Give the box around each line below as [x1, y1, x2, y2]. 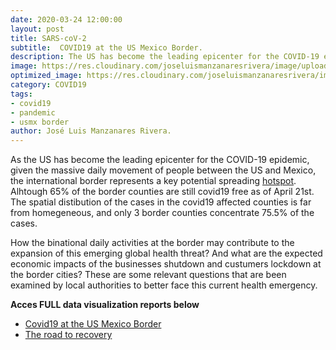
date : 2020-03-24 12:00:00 [10, 14, 123, 25]
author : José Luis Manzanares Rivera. [10, 126, 172, 136]
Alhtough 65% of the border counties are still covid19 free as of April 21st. [10, 186, 315, 198]
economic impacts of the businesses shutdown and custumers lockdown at [10, 258, 322, 270]
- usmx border [10, 117, 70, 127]
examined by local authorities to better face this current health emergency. [10, 279, 318, 291]
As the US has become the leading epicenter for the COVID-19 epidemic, [10, 154, 310, 166]
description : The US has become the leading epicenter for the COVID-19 [10, 52, 320, 62]
